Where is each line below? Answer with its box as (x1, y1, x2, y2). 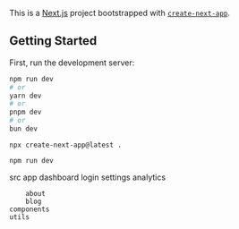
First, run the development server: (9, 57, 135, 68)
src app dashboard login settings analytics (9, 172, 166, 182)
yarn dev (9, 91, 42, 100)
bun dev (9, 124, 38, 133)
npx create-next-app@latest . (9, 140, 123, 149)
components (9, 205, 50, 214)
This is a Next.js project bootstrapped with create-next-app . (9, 8, 231, 18)
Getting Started (9, 33, 98, 48)
